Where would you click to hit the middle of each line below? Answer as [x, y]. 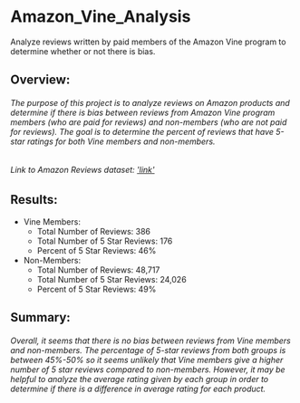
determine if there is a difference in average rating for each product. [138, 389]
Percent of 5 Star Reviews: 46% [97, 250]
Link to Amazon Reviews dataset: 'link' [82, 169]
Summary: [40, 317]
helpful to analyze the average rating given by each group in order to [140, 379]
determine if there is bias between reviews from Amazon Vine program [143, 112]
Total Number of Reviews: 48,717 [98, 270]
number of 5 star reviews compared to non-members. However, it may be [148, 369]
